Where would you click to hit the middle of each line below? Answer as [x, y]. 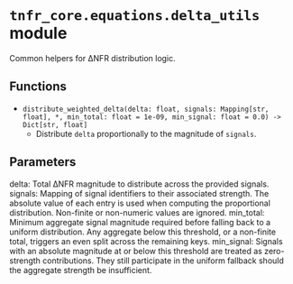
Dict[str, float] [55, 124]
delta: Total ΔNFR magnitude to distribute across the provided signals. [139, 184]
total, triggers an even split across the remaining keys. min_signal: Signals [146, 241]
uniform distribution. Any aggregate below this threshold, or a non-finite [143, 232]
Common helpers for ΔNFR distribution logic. [92, 58]
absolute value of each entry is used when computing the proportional [140, 203]
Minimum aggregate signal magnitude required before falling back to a [140, 222]
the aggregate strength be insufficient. [81, 270]
